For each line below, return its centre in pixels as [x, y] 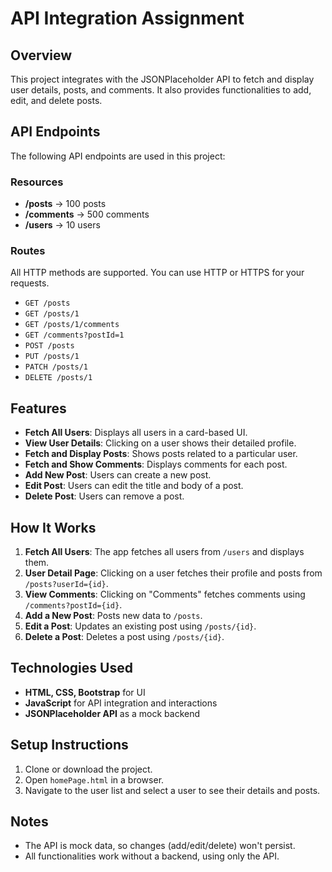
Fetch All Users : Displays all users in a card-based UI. [136, 433]
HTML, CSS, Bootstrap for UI [85, 692]
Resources [37, 182]
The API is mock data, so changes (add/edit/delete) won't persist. [160, 846]
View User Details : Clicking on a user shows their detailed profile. [160, 443]
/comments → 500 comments [87, 214]
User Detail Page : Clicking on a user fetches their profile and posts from [173, 573]
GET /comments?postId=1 [74, 335]
